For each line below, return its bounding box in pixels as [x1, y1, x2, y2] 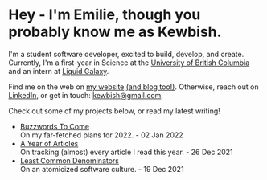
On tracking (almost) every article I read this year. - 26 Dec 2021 [19, 147, 233, 157]
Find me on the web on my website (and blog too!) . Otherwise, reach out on [8, 82, 259, 92]
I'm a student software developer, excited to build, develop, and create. [8, 49, 244, 59]
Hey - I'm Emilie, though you [8, 6, 201, 24]
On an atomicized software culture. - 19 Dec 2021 [19, 164, 184, 174]
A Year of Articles [19, 138, 79, 148]
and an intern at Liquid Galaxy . [8, 66, 109, 76]
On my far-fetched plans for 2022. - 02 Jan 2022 [19, 130, 183, 140]
